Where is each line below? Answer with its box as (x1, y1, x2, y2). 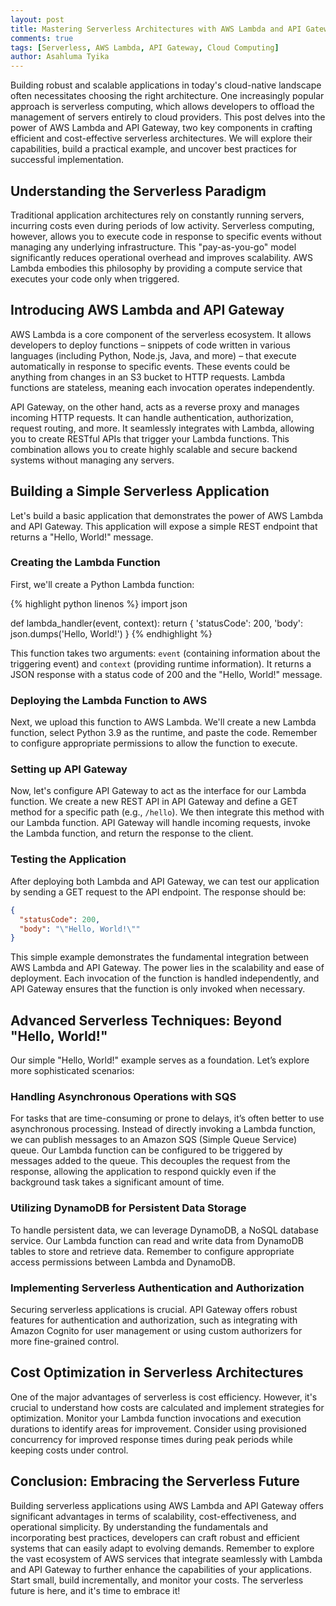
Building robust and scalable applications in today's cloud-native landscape (10, 79, 322, 91)
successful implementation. (10, 154, 125, 166)
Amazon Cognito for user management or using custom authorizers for (10, 1324, 303, 1336)
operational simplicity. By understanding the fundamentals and (10, 1521, 269, 1533)
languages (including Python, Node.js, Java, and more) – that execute (10, 349, 297, 361)
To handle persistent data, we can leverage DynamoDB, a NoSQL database (10, 1224, 319, 1236)
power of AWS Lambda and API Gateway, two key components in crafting (10, 122, 313, 134)
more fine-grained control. (10, 1335, 120, 1347)
